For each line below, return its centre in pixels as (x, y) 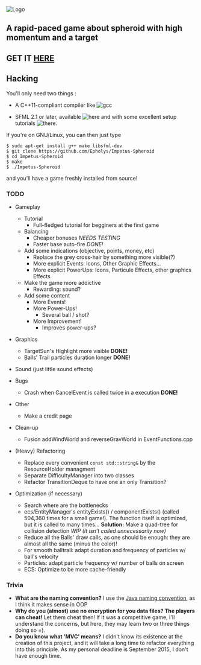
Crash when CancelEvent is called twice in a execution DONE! (101, 392)
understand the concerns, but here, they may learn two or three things (102, 624)
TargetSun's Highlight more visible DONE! (76, 351)
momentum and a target (52, 38)
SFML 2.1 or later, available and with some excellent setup (96, 116)
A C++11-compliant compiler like (55, 105)
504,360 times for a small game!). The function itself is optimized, (106, 518)
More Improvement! (57, 321)
